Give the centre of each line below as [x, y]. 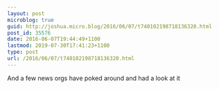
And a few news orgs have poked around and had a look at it [94, 78]
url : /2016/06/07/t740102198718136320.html [71, 59]
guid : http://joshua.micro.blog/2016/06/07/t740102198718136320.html [110, 26]
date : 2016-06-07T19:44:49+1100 [54, 39]
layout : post [26, 13]
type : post [23, 52]
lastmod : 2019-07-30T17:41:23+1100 [59, 46]
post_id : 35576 [29, 33]
